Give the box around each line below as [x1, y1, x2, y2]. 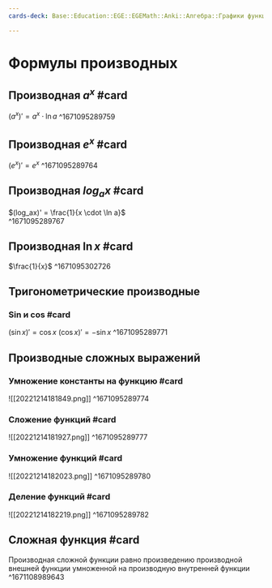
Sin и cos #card [8, 309, 71, 320]
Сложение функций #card [8, 414, 117, 425]
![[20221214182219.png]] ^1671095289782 [8, 509, 150, 519]
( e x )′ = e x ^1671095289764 [8, 159, 99, 170]
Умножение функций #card [8, 453, 123, 464]
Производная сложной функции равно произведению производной [8, 555, 243, 564]
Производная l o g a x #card [8, 184, 144, 200]
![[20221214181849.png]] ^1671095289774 [8, 393, 150, 403]
